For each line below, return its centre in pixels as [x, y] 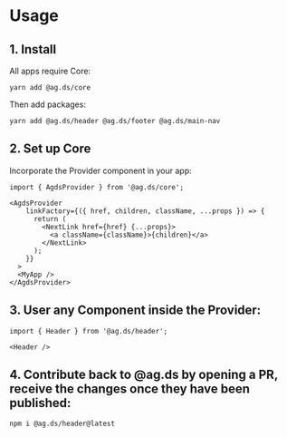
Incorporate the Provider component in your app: [100, 170]
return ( [50, 218]
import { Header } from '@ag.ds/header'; [89, 331]
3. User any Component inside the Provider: [135, 311]
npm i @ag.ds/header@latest [62, 424]
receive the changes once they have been [130, 389]
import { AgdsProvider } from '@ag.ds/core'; [96, 187]
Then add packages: [48, 104]
